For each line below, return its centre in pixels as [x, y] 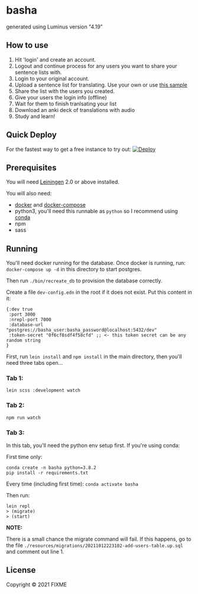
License [21, 570]
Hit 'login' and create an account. [55, 59]
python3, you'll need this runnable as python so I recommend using [96, 211]
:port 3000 [22, 314]
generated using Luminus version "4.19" [55, 27]
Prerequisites [31, 167]
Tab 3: [15, 432]
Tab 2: [15, 405]
